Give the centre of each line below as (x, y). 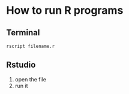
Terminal (23, 33)
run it (21, 86)
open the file (31, 79)
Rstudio (21, 65)
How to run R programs (65, 10)
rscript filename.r (31, 46)
